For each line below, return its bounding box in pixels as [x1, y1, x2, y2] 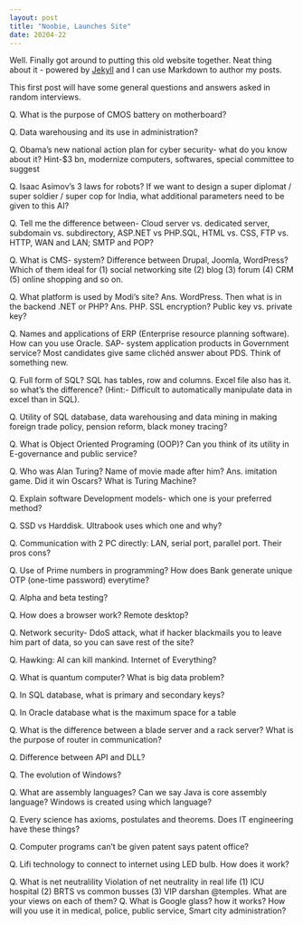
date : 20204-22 [9, 30, 67, 39]
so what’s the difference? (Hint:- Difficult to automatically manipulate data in [9, 384, 292, 395]
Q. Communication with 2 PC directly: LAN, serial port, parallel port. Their [9, 538, 282, 549]
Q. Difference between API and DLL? [9, 752, 146, 763]
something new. [9, 357, 69, 368]
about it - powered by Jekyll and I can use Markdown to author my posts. [9, 64, 282, 75]
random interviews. [9, 92, 81, 102]
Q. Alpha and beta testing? [9, 593, 109, 603]
